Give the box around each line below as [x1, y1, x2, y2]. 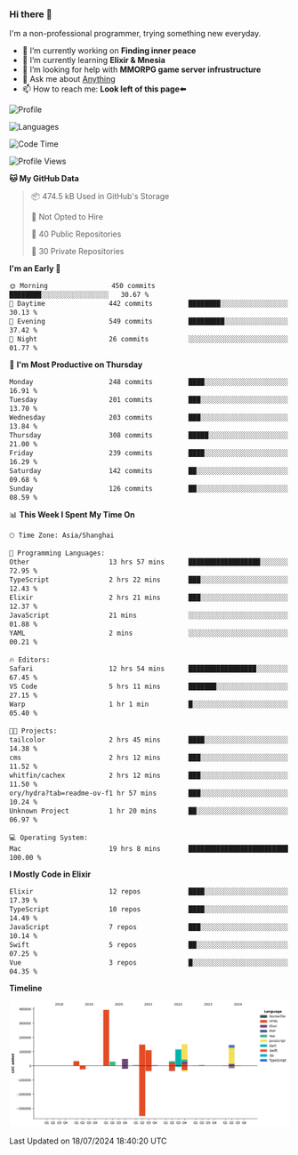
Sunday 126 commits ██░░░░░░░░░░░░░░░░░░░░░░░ [9, 485, 289, 493]
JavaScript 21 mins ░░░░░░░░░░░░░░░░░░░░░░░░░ [9, 611, 289, 621]
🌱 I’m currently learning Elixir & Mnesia [21, 55, 166, 66]
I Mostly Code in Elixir [9, 869, 92, 879]
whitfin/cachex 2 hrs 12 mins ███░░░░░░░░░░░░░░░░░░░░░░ [9, 771, 289, 781]
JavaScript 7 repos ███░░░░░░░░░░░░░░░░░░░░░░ [9, 923, 289, 932]
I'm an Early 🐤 [9, 263, 61, 274]
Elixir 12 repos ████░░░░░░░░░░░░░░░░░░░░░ [9, 887, 289, 896]
